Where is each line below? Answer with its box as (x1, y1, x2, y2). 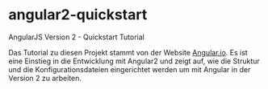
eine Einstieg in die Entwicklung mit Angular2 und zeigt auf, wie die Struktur (8, 56, 260, 66)
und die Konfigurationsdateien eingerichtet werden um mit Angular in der (8, 64, 251, 74)
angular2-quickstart (8, 6, 148, 24)
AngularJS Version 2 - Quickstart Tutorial (8, 32, 145, 42)
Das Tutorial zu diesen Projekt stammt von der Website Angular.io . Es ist (8, 47, 248, 57)
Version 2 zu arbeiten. (8, 73, 82, 83)
